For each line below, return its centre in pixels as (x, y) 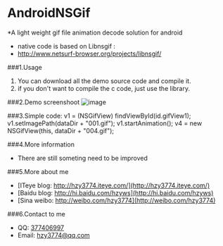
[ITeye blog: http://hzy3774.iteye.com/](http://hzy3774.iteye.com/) (113, 185)
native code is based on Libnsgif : (66, 46)
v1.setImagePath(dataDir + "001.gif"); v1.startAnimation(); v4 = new (105, 123)
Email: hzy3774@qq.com (53, 235)
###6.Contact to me (36, 214)
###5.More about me (38, 171)
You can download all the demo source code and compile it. (104, 81)
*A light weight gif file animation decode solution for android (95, 32)
